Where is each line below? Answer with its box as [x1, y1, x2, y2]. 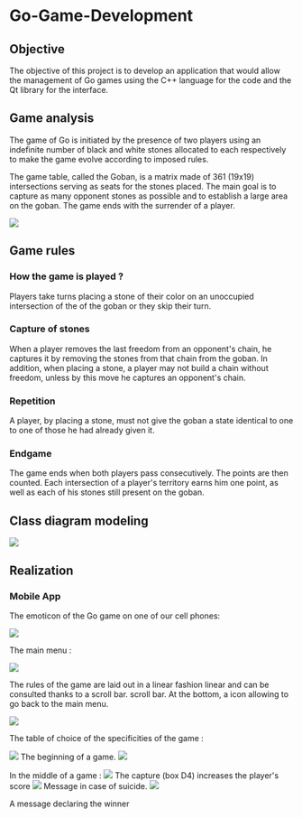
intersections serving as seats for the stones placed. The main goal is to [9, 181, 277, 191]
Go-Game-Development [9, 5, 194, 26]
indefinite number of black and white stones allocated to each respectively [9, 144, 287, 154]
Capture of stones [9, 322, 90, 335]
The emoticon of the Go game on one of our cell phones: [9, 610, 221, 621]
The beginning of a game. [20, 751, 117, 762]
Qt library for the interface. [9, 85, 109, 95]
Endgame [9, 448, 52, 460]
